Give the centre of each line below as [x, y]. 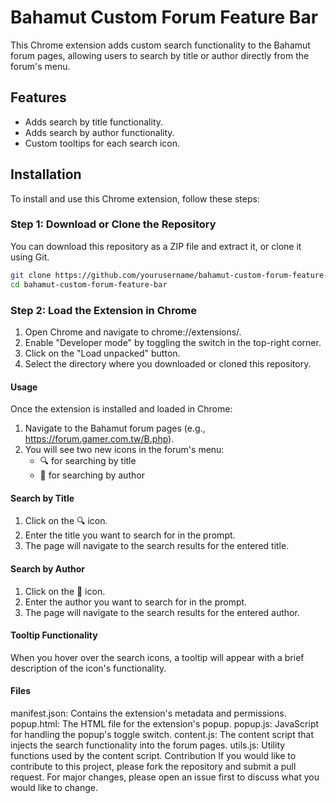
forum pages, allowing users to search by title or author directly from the [160, 55]
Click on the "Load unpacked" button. [102, 353]
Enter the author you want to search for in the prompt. [136, 602]
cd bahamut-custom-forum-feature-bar [89, 284]
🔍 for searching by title [88, 461]
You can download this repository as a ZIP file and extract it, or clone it [156, 246]
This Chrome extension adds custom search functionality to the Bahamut [160, 45]
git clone [31, 275]
